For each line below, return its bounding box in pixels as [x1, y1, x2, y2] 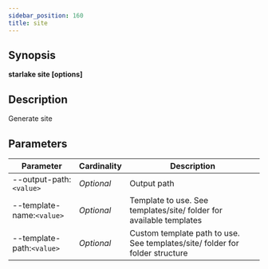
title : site [8, 19, 48, 27]
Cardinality [78, 160, 122, 171]
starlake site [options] [8, 69, 83, 80]
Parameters [8, 137, 68, 150]
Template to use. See [129, 194, 209, 205]
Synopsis [8, 49, 56, 62]
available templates [129, 214, 202, 225]
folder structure [129, 248, 188, 259]
